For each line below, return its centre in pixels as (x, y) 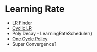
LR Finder (22, 23)
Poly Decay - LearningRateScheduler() (52, 33)
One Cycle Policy (30, 39)
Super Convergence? (34, 44)
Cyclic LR (22, 28)
